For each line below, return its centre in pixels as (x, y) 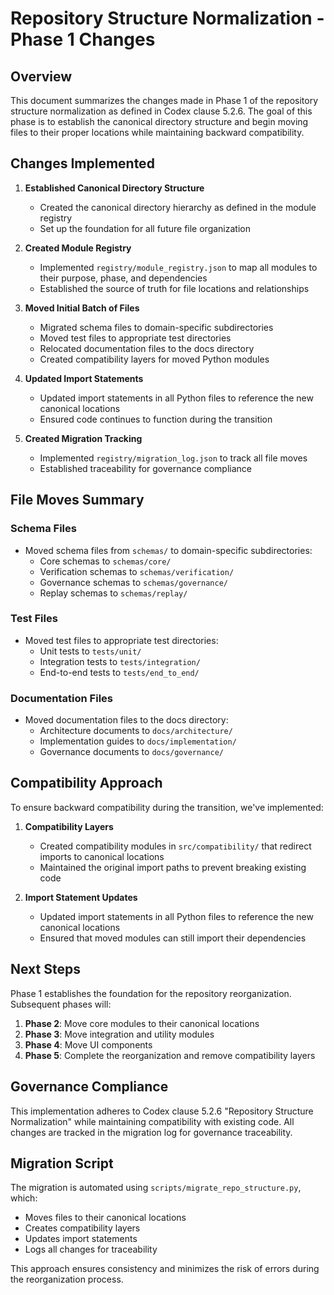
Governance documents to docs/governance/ (131, 752)
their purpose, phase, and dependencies (123, 278)
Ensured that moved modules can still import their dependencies (173, 938)
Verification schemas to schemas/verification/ (137, 571)
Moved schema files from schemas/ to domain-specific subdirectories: (168, 550)
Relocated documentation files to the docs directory (147, 348)
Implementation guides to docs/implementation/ (138, 741)
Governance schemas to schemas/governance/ (133, 582)
